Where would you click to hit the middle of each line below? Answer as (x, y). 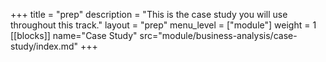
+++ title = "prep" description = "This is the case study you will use (149, 14)
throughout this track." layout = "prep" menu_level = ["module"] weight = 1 (163, 25)
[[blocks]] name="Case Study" (74, 35)
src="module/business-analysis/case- (218, 35)
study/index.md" (44, 46)
